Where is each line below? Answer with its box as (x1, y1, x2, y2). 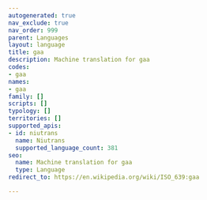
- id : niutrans (8, 129, 58, 137)
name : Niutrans (15, 136, 66, 145)
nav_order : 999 (8, 26, 58, 34)
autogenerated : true (8, 11, 77, 20)
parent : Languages (8, 33, 69, 42)
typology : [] (8, 108, 51, 115)
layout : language (8, 41, 66, 49)
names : (8, 77, 30, 85)
